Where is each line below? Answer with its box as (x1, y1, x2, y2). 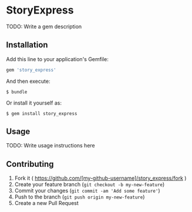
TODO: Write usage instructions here (6, 142, 95, 149)
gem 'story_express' (6, 67, 57, 73)
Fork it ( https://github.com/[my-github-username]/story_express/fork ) (14, 174, 187, 182)
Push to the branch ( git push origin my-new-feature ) (14, 193, 145, 200)
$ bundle (6, 89, 28, 95)
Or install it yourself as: (6, 99, 62, 106)
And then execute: (6, 78, 50, 85)
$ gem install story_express (6, 110, 78, 116)
